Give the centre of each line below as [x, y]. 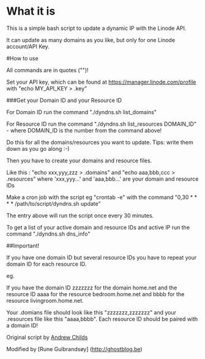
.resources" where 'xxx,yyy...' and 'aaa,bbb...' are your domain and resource [102, 179]
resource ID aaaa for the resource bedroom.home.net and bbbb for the [95, 294]
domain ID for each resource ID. [47, 264]
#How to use [22, 58]
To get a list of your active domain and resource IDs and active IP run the [98, 227]
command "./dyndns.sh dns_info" [48, 234]
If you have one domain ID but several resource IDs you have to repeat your [102, 257]
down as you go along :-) [38, 148]
